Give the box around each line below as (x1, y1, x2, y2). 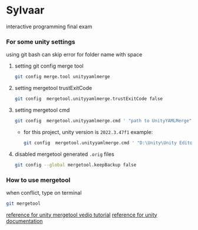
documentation (6, 217, 43, 224)
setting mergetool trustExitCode (14, 85, 93, 92)
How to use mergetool (6, 176, 71, 184)
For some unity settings (6, 38, 75, 46)
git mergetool (6, 201, 41, 206)
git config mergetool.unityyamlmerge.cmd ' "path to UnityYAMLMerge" (14, 118, 192, 124)
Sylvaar (6, 4, 45, 17)
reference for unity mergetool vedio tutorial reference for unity (6, 211, 157, 218)
